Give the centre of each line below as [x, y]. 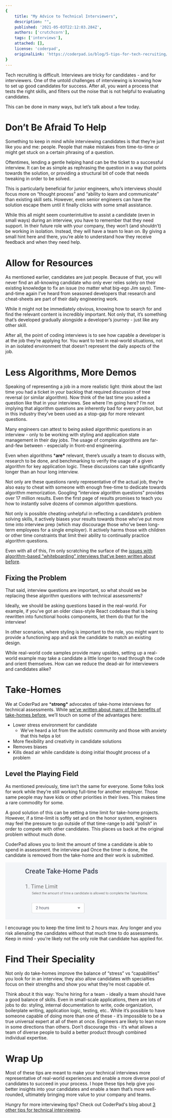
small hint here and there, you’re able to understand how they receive [79, 237]
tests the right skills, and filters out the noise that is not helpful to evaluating [85, 91]
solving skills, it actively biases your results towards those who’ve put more [85, 519]
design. [13, 643]
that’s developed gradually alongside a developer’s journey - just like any [82, 320]
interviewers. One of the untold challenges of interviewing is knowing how [83, 80]
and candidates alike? [28, 669]
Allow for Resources [49, 263]
